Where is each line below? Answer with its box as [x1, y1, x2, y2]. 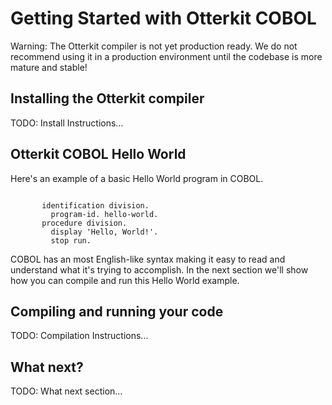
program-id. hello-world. [50, 209, 159, 219]
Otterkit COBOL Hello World [10, 146, 187, 163]
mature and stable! [10, 61, 88, 73]
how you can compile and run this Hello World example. [10, 274, 240, 286]
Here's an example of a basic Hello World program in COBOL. [10, 172, 264, 184]
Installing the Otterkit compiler [10, 90, 205, 107]
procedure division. [41, 218, 128, 228]
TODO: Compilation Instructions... [10, 330, 149, 342]
